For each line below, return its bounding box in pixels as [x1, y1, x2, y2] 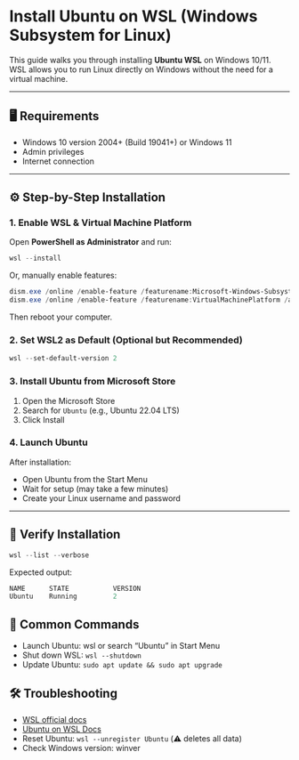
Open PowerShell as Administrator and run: [9, 237, 172, 247]
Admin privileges [21, 146, 85, 157]
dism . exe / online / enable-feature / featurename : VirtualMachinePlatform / [9, 295, 289, 304]
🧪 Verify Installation [9, 527, 121, 542]
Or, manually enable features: [9, 270, 117, 281]
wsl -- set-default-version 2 [9, 354, 117, 363]
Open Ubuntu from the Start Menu [21, 473, 149, 484]
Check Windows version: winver [21, 742, 141, 753]
